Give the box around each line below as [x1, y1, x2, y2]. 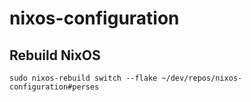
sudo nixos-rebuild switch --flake [9, 73, 158, 83]
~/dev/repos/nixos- [161, 73, 243, 83]
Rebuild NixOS [9, 47, 101, 64]
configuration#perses [9, 82, 100, 92]
